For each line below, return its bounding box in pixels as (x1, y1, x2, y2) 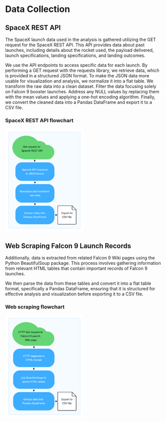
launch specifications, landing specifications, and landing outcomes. (5, 52, 146, 58)
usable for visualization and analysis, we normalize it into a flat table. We (5, 78, 154, 84)
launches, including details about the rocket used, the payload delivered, (5, 47, 154, 53)
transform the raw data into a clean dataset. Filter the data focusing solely (5, 83, 157, 89)
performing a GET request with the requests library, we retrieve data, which (5, 67, 160, 73)
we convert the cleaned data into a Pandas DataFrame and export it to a (5, 99, 153, 105)
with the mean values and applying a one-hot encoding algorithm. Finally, (5, 94, 156, 100)
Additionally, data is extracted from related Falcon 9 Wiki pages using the (5, 254, 155, 260)
